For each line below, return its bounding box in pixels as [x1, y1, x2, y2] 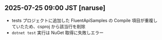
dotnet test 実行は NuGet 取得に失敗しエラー [11, 29, 104, 36]
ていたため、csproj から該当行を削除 [11, 23, 86, 29]
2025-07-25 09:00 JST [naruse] [4, 4, 106, 12]
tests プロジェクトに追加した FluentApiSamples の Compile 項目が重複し [11, 17, 158, 23]
